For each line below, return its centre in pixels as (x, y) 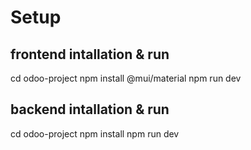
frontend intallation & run (90, 54)
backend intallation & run (90, 109)
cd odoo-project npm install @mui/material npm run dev (126, 78)
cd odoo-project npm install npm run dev (95, 133)
